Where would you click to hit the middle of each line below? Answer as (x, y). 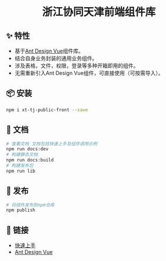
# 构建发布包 (20, 166)
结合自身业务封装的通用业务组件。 (56, 58)
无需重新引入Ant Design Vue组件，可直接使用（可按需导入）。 (89, 73)
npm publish (21, 210)
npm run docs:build (30, 160)
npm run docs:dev (27, 149)
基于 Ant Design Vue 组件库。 (49, 51)
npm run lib (21, 171)
